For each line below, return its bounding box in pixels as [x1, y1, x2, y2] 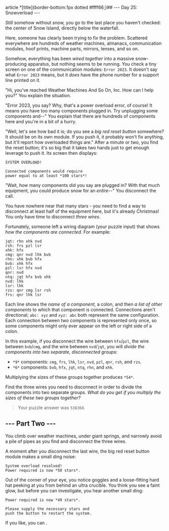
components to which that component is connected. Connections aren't [5, 306, 156, 313]
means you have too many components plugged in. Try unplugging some [5, 108, 158, 114]
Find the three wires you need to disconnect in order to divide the [5, 384, 142, 390]
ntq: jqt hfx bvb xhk [5, 274, 51, 280]
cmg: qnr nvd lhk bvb [5, 252, 51, 257]
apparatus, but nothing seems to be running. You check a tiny [27, 61, 157, 67]
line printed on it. [5, 77, 41, 83]
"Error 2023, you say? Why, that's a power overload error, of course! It [5, 102, 153, 108]
